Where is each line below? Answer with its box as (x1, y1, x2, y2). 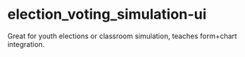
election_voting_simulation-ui (7, 5, 207, 23)
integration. (7, 39, 45, 48)
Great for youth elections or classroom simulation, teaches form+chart (7, 31, 237, 41)
